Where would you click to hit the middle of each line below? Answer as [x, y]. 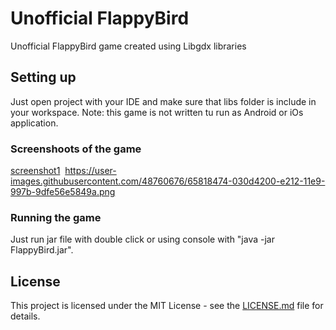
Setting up [43, 77]
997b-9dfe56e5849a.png [63, 192]
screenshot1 [35, 171]
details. [25, 316]
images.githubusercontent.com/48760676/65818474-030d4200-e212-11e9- [168, 181]
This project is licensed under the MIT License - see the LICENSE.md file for [167, 306]
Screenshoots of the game [76, 149]
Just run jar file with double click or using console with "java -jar [142, 239]
